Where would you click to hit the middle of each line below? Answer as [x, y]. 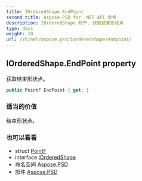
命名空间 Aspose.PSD [41, 164]
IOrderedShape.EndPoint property [71, 64]
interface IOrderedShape [45, 157]
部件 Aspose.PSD [36, 172]
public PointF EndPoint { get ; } [48, 90]
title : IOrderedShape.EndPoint [45, 12]
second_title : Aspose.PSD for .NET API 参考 [61, 17]
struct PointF [30, 151]
